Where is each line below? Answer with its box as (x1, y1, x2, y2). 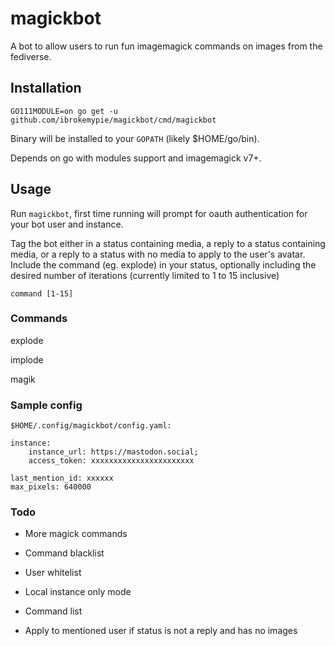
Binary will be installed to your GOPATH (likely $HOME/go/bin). (10, 132, 260, 144)
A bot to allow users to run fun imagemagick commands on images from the (10, 40, 323, 52)
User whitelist (24, 567, 82, 579)
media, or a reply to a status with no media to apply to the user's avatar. (10, 248, 306, 260)
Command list (24, 605, 83, 617)
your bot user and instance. (10, 218, 124, 230)
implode (10, 353, 44, 366)
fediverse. (10, 50, 52, 62)
